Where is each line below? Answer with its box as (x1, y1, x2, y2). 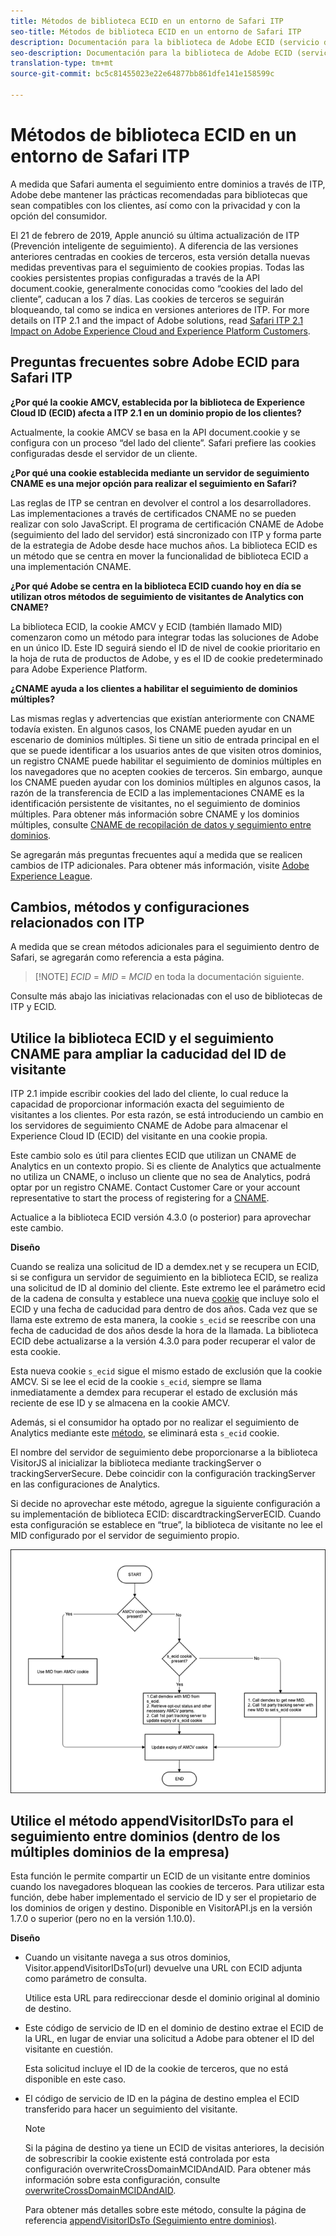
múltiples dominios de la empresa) (10, 1843, 230, 1860)
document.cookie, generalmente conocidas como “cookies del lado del (10, 282, 304, 294)
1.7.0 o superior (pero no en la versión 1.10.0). (10, 1913, 196, 1925)
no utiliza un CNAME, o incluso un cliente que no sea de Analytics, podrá (10, 1171, 311, 1183)
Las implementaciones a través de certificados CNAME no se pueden (10, 507, 297, 519)
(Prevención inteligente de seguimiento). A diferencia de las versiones (10, 240, 299, 252)
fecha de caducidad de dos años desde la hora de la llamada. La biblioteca (10, 1325, 319, 1337)
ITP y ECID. (10, 1001, 57, 1013)
